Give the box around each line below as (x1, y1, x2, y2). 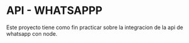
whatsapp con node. (6, 30, 58, 37)
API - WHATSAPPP (6, 4, 103, 18)
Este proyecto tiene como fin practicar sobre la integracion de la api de (6, 24, 184, 31)
